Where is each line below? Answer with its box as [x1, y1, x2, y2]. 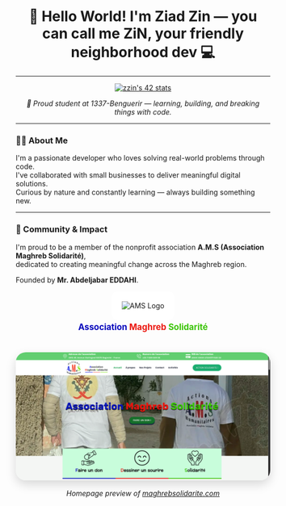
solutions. [15, 179, 48, 189]
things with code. [114, 107, 172, 116]
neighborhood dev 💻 [70, 44, 216, 61]
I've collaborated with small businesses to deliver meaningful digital [15, 170, 241, 180]
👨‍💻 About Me [15, 135, 68, 146]
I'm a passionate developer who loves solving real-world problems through [15, 153, 265, 163]
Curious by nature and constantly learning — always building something [15, 187, 255, 197]
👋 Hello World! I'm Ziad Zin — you [28, 7, 258, 26]
